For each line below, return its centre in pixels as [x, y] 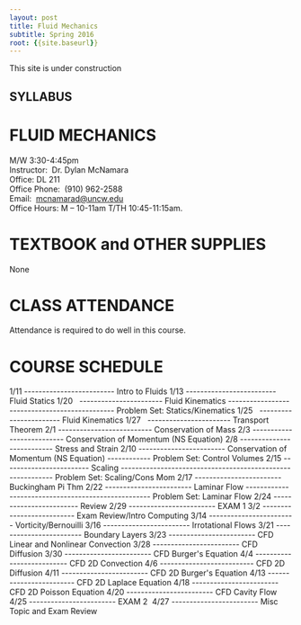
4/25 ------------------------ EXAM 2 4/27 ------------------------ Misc [144, 602]
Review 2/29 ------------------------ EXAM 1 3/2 [170, 506]
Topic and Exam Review [53, 612]
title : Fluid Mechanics [54, 26]
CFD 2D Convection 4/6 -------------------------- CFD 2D [177, 564]
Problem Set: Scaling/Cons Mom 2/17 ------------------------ [168, 478]
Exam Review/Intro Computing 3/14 [142, 516]
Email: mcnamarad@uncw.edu [66, 198]
